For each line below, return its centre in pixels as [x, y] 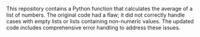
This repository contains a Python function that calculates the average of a [99, 9]
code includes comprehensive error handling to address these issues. [93, 27]
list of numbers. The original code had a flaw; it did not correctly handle [96, 15]
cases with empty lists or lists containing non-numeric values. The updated [100, 21]
